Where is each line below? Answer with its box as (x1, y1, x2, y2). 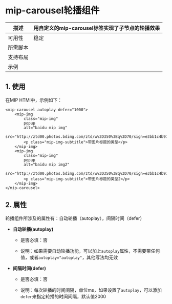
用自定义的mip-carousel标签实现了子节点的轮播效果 (33, 24, 160, 31)
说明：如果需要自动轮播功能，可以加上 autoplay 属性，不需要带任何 (20, 248, 160, 254)
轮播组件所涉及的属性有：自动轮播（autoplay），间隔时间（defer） (5, 215, 145, 221)
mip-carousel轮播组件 (5, 5, 100, 16)
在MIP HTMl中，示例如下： (5, 97, 62, 103)
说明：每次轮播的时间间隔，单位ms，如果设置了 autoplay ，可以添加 (20, 287, 162, 293)
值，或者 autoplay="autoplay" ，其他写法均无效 (20, 254, 118, 260)
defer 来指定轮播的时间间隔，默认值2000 (20, 293, 106, 299)
